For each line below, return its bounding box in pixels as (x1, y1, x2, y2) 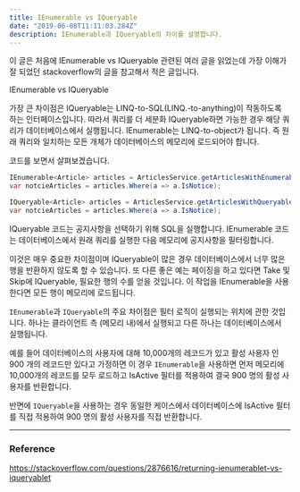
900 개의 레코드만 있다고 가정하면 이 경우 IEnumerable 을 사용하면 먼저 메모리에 (9, 359, 285, 369)
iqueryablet (9, 472, 52, 483)
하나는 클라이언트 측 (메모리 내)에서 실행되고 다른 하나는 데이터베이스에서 (28, 317, 282, 327)
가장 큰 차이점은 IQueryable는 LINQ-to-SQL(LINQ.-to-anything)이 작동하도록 (9, 103, 282, 114)
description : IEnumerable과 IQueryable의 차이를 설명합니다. (9, 30, 223, 38)
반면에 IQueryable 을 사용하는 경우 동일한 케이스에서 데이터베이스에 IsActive (9, 400, 274, 411)
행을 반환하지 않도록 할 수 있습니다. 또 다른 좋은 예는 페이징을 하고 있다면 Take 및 (9, 265, 290, 276)
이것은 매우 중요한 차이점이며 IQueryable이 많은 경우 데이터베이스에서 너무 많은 (9, 253, 286, 264)
